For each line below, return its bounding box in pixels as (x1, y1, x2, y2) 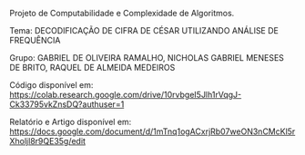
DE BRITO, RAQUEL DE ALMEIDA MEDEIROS (9, 63, 176, 73)
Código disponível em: (9, 80, 94, 90)
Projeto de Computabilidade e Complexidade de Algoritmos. (9, 8, 235, 18)
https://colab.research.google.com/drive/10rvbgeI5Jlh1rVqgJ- (9, 90, 242, 100)
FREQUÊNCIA (9, 35, 61, 45)
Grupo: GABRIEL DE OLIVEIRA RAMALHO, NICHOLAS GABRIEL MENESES (9, 53, 285, 63)
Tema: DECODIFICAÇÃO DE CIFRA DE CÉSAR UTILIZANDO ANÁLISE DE (9, 25, 280, 35)
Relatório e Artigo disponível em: (9, 117, 132, 127)
